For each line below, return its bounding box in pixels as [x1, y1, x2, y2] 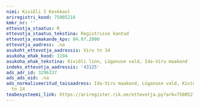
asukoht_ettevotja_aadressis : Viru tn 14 [6, 48, 111, 53]
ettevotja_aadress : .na [6, 42, 65, 48]
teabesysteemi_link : [6, 92, 58, 97]
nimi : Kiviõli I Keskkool [6, 8, 70, 15]
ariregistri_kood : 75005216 [6, 14, 76, 20]
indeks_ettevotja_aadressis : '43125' [6, 64, 100, 70]
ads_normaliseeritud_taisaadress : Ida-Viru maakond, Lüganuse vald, [6, 81, 180, 87]
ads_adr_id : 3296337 [6, 70, 58, 75]
